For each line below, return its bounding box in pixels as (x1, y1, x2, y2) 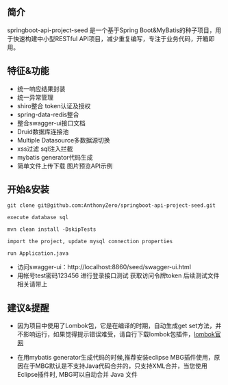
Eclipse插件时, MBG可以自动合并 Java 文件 (16, 371, 138, 379)
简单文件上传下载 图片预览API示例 (16, 162, 113, 170)
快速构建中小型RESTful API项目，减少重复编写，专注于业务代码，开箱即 (12, 34, 215, 42)
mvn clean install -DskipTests (7, 226, 97, 233)
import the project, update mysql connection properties (7, 238, 173, 245)
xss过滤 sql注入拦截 (16, 145, 73, 153)
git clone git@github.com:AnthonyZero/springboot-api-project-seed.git (7, 202, 216, 209)
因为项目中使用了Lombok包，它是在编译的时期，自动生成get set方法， (16, 321, 216, 330)
